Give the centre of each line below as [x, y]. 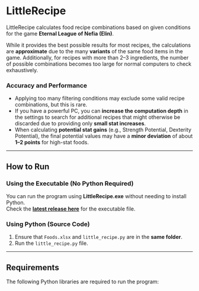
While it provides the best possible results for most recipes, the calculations [99, 45]
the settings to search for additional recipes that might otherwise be [97, 117]
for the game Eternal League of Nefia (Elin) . [60, 33]
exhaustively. [22, 70]
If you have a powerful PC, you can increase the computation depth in [101, 111]
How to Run [28, 166]
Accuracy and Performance [47, 85]
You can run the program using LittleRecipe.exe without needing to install [96, 196]
